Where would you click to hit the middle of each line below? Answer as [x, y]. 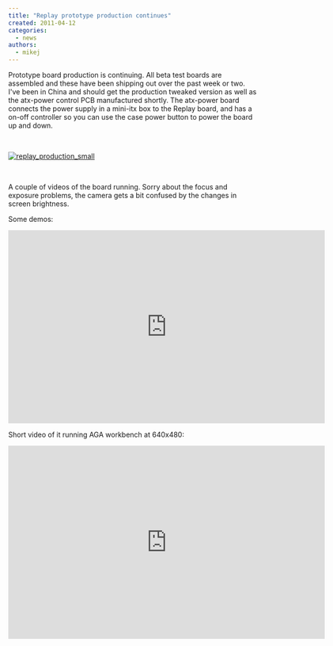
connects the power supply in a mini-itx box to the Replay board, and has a [130, 109]
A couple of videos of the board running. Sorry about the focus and [118, 187]
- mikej [28, 52]
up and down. [30, 125]
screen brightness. [39, 204]
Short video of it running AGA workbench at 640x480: [96, 434]
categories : [28, 30]
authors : [23, 45]
